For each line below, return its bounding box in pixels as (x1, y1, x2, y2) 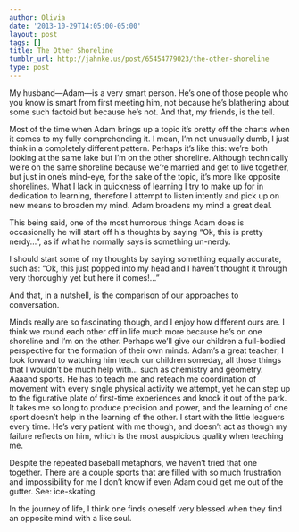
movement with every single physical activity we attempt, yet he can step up (9, 383, 291, 393)
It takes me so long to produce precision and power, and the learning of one (9, 401, 288, 412)
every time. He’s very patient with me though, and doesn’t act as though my (9, 421, 287, 432)
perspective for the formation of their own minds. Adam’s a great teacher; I (9, 345, 284, 356)
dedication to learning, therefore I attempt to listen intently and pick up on (9, 190, 280, 201)
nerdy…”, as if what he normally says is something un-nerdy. (9, 236, 231, 247)
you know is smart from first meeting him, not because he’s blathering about (9, 97, 290, 107)
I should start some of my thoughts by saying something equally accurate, (9, 253, 282, 264)
